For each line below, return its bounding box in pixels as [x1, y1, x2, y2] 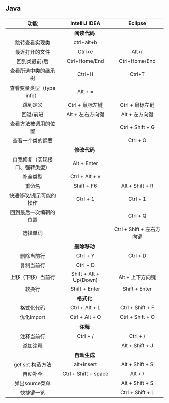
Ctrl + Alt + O [69, 313, 101, 320]
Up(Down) [72, 276, 98, 283]
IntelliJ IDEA [70, 20, 101, 27]
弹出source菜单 [14, 380, 51, 387]
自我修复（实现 [12, 156, 48, 163]
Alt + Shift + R [121, 182, 154, 189]
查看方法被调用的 [10, 120, 50, 127]
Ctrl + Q [128, 212, 147, 219]
